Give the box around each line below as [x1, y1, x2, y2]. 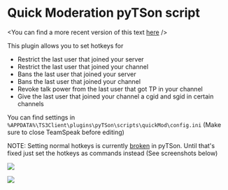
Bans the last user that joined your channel [17, 77, 141, 85]
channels [17, 99, 44, 108]
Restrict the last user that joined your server [17, 54, 145, 64]
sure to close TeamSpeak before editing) [7, 128, 124, 136]
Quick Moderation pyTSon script [7, 5, 201, 21]
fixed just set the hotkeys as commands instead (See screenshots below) [7, 149, 218, 157]
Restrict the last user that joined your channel [17, 62, 149, 71]
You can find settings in [7, 113, 76, 122]
